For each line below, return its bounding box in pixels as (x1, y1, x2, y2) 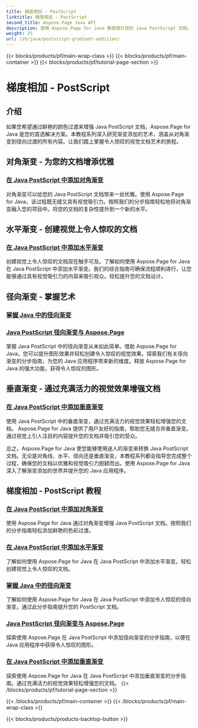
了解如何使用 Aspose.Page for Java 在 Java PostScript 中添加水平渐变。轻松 (6, 557, 192, 564)
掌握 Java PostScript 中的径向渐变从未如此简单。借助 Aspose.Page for (6, 342, 177, 350)
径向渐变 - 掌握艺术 (6, 292, 75, 302)
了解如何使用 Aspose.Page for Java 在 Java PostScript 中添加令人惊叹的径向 (6, 596, 192, 603)
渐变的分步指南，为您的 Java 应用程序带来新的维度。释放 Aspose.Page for (6, 357, 187, 364)
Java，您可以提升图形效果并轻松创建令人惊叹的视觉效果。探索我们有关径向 (6, 350, 189, 357)
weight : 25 (6, 31, 33, 37)
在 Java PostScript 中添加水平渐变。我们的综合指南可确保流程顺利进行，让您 (6, 265, 192, 272)
